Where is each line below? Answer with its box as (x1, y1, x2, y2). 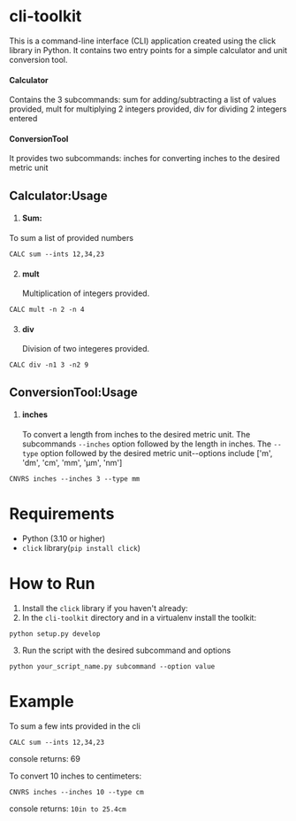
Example (9, 692, 74, 711)
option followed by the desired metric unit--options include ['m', (40, 447, 273, 458)
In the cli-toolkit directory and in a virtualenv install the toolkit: (21, 612, 257, 623)
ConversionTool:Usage (9, 384, 139, 399)
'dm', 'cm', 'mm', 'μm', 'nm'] (21, 457, 123, 468)
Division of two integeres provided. (21, 344, 150, 354)
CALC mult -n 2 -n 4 (9, 306, 86, 314)
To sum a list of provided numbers (9, 232, 134, 243)
